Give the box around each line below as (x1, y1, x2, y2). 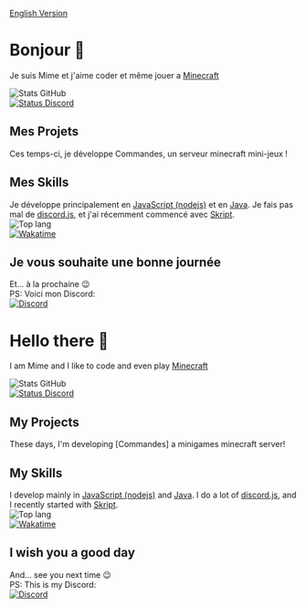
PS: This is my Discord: (9, 579, 97, 590)
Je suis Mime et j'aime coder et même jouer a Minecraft (9, 69, 219, 80)
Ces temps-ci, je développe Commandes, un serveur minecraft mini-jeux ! (9, 148, 288, 159)
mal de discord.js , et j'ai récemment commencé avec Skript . (9, 208, 236, 219)
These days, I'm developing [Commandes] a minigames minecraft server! (9, 439, 286, 450)
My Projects (9, 414, 79, 430)
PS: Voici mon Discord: (9, 288, 96, 300)
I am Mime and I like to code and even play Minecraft (9, 360, 208, 371)
